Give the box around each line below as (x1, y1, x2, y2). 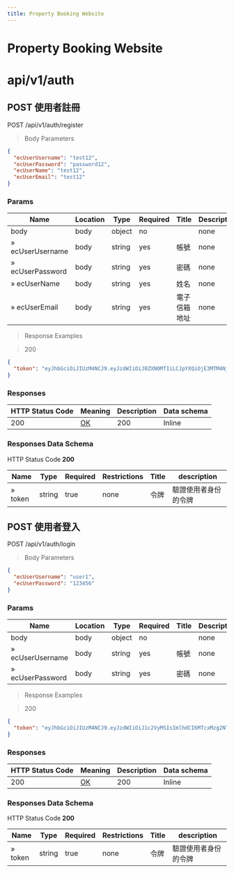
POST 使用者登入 (7, 521, 81, 533)
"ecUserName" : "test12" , (13, 167, 86, 175)
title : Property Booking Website (7, 10, 104, 17)
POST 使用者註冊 (7, 102, 81, 114)
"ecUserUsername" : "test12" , (13, 154, 98, 161)
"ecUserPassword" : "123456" (13, 580, 95, 587)
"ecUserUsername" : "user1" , (13, 573, 95, 580)
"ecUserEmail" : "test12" (13, 174, 86, 181)
